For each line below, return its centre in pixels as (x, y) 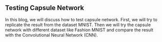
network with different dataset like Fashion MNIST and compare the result (79, 30)
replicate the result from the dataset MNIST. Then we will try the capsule (78, 25)
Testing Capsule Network (45, 8)
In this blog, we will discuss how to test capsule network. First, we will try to (81, 19)
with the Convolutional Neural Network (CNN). (51, 35)
